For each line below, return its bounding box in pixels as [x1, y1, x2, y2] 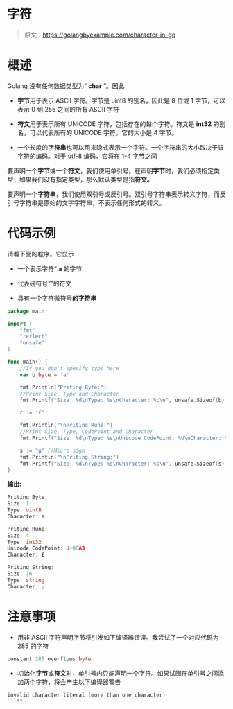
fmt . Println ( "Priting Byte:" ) [19, 384, 107, 391]
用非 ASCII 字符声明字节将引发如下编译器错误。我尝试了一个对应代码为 [17, 633, 220, 641]
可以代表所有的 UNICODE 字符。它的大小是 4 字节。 [29, 128, 178, 137]
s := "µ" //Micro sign [19, 447, 85, 454]
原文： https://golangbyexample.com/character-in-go [24, 30, 175, 39]
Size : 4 [7, 532, 30, 539]
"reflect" [19, 333, 49, 340]
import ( [7, 320, 33, 327]
